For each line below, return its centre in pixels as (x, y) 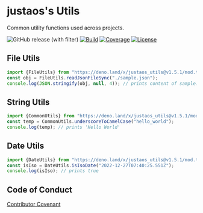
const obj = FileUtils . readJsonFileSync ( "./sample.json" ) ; (83, 78)
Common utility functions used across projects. (65, 28)
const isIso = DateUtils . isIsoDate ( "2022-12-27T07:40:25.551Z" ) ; (90, 165)
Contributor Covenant (34, 204)
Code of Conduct (40, 190)
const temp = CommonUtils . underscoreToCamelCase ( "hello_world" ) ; (90, 122)
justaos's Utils (43, 11)
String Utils (28, 102)
